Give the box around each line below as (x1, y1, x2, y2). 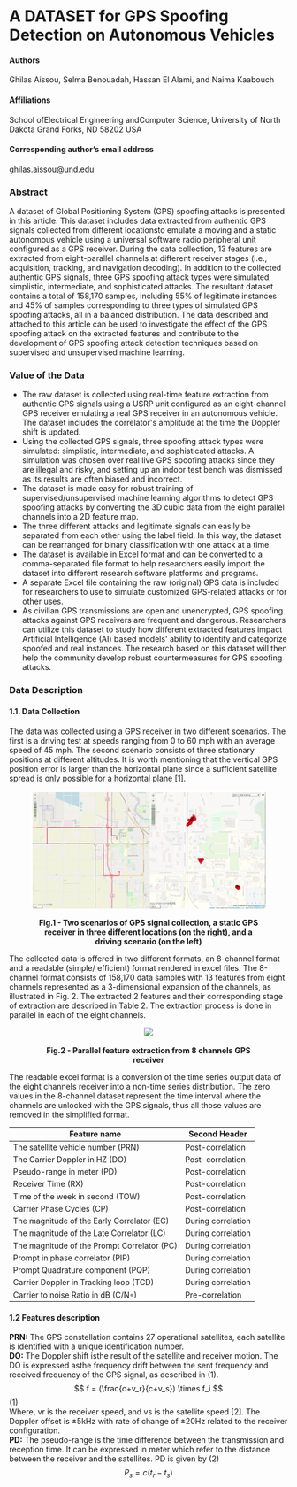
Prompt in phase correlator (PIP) (12, 1252, 131, 1263)
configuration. (9, 1425, 60, 1436)
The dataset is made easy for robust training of (21, 483, 194, 494)
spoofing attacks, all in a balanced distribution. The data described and (9, 310, 269, 320)
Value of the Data (9, 369, 86, 381)
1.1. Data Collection (9, 705, 80, 716)
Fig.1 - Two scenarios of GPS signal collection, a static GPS (38, 917, 259, 928)
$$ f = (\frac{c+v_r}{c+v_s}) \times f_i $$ (73, 1383, 224, 1394)
